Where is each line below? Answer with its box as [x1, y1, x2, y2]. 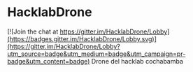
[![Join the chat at [7, 27, 59, 36]
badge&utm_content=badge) [7, 57, 90, 65]
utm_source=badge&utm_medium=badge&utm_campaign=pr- [7, 50, 186, 58]
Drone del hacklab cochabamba [91, 57, 184, 65]
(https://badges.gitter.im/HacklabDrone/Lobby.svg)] [7, 34, 157, 43]
